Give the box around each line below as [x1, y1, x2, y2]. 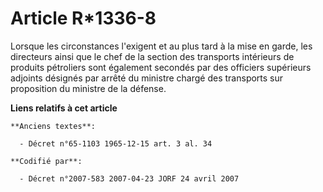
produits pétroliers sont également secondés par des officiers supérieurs [10, 61, 312, 73]
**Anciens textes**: [10, 121, 97, 131]
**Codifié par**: [10, 156, 83, 166]
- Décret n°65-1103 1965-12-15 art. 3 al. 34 [19, 138, 213, 149]
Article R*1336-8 [10, 7, 157, 30]
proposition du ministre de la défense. [10, 82, 167, 94]
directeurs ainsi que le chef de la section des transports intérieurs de [10, 50, 295, 62]
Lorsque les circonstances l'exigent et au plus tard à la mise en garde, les [10, 40, 313, 52]
